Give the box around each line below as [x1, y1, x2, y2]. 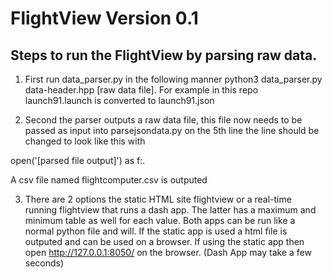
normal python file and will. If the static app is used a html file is [24, 225, 288, 237]
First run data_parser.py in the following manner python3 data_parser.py [24, 73, 323, 85]
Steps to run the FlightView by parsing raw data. [10, 47, 318, 64]
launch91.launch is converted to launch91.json [24, 95, 215, 106]
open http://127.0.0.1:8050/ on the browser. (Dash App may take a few [24, 247, 312, 258]
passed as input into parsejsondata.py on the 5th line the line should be [24, 125, 320, 136]
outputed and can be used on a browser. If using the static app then [24, 236, 305, 247]
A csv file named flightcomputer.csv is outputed [10, 174, 208, 186]
